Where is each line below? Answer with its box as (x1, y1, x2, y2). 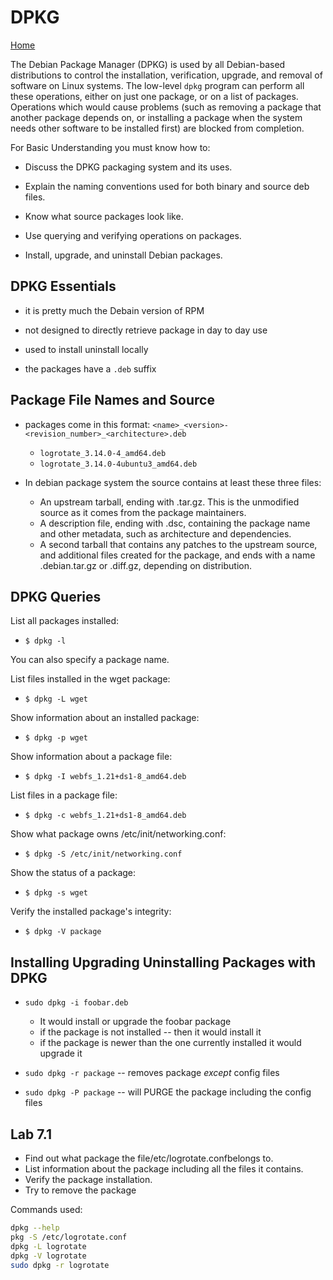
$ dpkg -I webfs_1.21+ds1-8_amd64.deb (24, 772, 187, 782)
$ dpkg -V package (24, 927, 102, 937)
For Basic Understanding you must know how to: (10, 141, 211, 153)
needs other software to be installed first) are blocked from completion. (10, 122, 305, 134)
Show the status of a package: (10, 867, 137, 879)
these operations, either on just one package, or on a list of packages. (10, 90, 299, 102)
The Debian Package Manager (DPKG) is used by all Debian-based (10, 58, 286, 70)
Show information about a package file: (10, 751, 173, 763)
